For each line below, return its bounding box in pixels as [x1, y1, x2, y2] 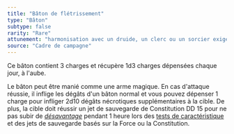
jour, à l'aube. [7, 69, 47, 77]
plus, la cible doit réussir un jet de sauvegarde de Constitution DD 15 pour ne [7, 105, 227, 112]
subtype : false [7, 23, 52, 30]
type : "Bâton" [7, 17, 49, 24]
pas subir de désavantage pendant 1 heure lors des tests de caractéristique [7, 112, 224, 120]
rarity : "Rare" [7, 29, 52, 37]
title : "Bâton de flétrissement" [7, 10, 104, 17]
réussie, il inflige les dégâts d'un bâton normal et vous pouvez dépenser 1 [7, 90, 219, 98]
